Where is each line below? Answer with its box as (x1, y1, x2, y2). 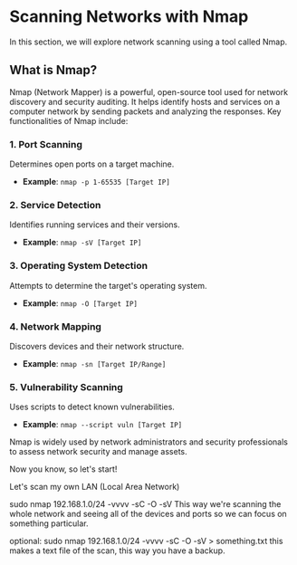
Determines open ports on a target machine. (9, 158, 175, 169)
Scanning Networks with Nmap (9, 6, 249, 27)
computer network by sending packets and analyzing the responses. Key (9, 106, 282, 117)
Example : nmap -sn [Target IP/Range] (22, 358, 167, 369)
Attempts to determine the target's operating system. (9, 280, 207, 291)
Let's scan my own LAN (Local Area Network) (9, 482, 180, 493)
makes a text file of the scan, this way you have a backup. (9, 545, 225, 556)
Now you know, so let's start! (9, 464, 118, 474)
